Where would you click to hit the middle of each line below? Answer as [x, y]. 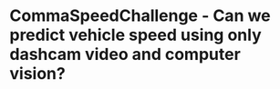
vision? [37, 74]
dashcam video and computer [125, 54]
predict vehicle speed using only [135, 35]
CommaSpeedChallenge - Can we [140, 16]
